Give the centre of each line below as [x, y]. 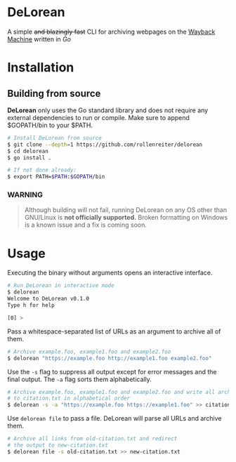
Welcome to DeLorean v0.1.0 [48, 299]
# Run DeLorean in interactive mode [61, 286]
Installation [41, 68]
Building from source [54, 93]
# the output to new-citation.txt [58, 445]
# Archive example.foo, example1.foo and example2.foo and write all [111, 392]
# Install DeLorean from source [54, 138]
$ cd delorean [28, 151]
